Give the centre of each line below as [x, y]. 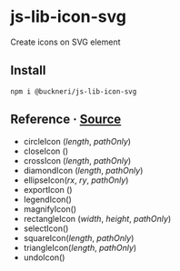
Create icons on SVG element [65, 42]
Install [28, 70]
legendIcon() [47, 199]
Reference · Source [66, 120]
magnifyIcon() [50, 209]
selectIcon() [46, 228]
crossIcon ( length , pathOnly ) [77, 160]
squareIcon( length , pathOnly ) [79, 237]
